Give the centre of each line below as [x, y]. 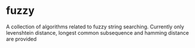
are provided [21, 39]
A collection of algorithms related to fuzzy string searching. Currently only [95, 27]
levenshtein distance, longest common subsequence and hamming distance [97, 32]
